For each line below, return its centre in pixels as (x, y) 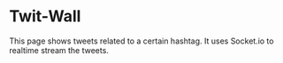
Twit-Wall (45, 16)
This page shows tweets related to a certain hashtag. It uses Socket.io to (141, 41)
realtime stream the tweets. (59, 50)
